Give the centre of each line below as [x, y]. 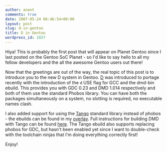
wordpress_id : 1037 [25, 38]
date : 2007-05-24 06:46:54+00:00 [40, 19]
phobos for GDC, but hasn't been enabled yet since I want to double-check [82, 129]
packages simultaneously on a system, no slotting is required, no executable [84, 98]
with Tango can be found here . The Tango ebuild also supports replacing [80, 124]
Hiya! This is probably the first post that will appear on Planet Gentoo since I [83, 52]
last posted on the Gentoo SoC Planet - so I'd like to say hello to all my [77, 57]
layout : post [19, 24]
